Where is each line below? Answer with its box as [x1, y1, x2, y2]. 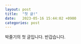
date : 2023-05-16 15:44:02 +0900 [5, 16, 77, 21]
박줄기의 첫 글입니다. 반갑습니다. [5, 34, 66, 40]
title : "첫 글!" [5, 11, 38, 16]
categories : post [5, 20, 40, 25]
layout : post [5, 7, 31, 12]
